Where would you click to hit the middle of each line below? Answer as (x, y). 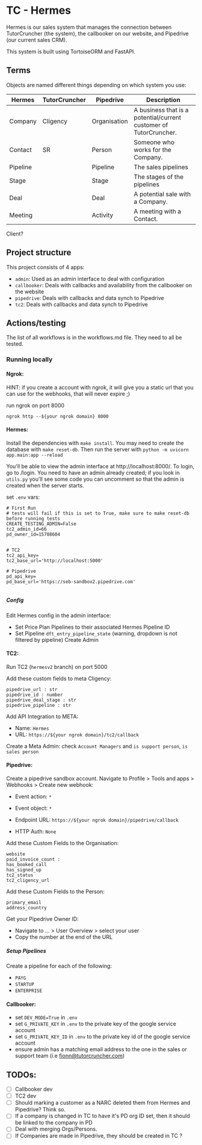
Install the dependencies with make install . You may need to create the (95, 443)
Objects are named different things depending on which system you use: (96, 85)
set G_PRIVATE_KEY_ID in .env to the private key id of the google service (103, 1037)
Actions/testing (36, 323)
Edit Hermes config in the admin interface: (59, 615)
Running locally (29, 359)
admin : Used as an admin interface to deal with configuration (90, 279)
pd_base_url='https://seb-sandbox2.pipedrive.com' (71, 582)
